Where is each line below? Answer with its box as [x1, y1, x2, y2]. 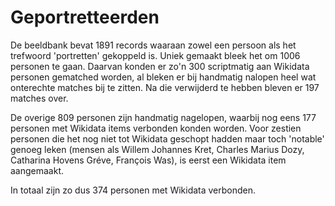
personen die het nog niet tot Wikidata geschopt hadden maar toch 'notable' [10, 132, 325, 145]
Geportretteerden [10, 6, 160, 29]
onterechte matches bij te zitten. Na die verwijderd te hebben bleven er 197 [10, 81, 320, 93]
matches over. [10, 92, 69, 104]
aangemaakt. [10, 164, 65, 176]
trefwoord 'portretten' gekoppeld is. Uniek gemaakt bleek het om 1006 [10, 49, 301, 61]
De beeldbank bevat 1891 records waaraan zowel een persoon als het [10, 39, 297, 51]
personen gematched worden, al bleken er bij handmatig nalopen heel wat [10, 71, 317, 83]
